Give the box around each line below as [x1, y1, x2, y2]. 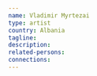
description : [8, 41, 51, 49]
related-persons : [8, 48, 65, 56]
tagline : [8, 33, 37, 42]
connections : [8, 56, 51, 64]
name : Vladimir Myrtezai [8, 11, 90, 20]
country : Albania [8, 26, 65, 34]
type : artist [8, 19, 51, 27]
